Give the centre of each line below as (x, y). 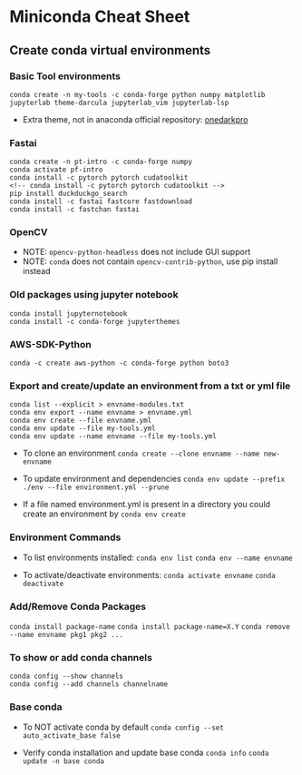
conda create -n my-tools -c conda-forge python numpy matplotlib (137, 94)
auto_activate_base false (71, 736)
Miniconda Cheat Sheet (100, 17)
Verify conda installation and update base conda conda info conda (146, 752)
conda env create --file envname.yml (81, 421)
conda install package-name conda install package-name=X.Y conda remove (150, 627)
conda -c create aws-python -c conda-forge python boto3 (119, 363)
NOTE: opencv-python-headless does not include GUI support (136, 252)
